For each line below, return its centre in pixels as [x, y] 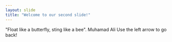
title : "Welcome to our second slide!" [48, 15]
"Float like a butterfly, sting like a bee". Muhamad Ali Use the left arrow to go [86, 29]
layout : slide [21, 10]
